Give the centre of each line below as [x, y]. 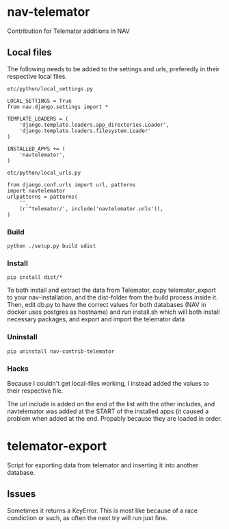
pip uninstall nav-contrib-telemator [61, 351]
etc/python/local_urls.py [44, 173]
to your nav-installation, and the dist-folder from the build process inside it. [112, 297]
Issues [22, 494]
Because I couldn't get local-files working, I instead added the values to [108, 383]
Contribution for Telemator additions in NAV [68, 31]
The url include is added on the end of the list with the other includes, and [111, 404]
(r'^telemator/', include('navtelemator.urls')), [92, 209]
